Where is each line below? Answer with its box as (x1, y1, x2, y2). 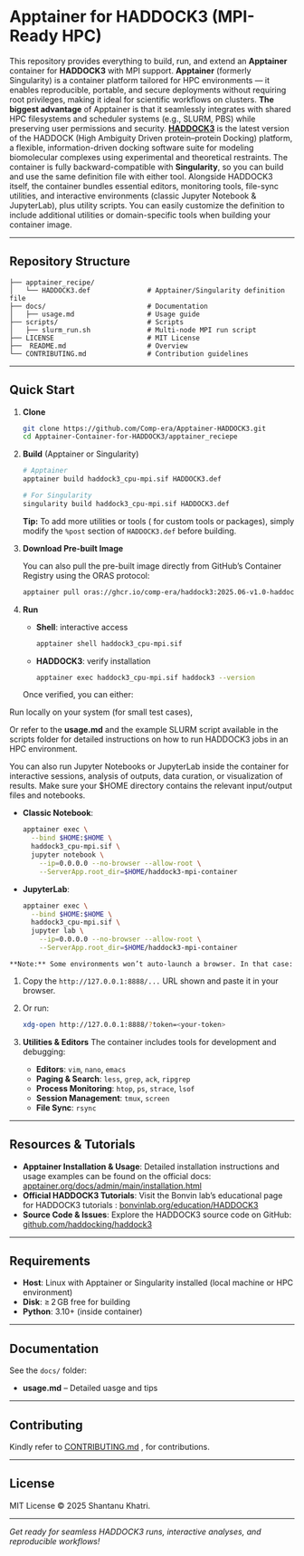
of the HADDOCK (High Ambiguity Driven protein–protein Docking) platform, (9, 132, 293, 143)
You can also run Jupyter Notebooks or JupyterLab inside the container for (9, 761, 290, 772)
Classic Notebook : (22, 808, 93, 819)
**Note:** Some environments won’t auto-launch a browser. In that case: (9, 959, 294, 968)
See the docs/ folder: (9, 1365, 88, 1376)
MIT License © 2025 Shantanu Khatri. (9, 1500, 151, 1511)
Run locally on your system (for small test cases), (9, 706, 193, 717)
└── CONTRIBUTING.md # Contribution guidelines (9, 349, 249, 359)
